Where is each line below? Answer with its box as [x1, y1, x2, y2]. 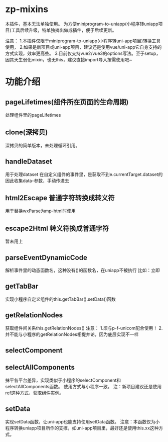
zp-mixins [5, 4, 49, 15]
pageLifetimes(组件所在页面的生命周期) [5, 98, 129, 106]
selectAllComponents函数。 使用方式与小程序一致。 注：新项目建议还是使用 [5, 383, 162, 389]
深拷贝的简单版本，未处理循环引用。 [5, 142, 80, 148]
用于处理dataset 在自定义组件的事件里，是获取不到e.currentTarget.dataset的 [5, 171, 163, 177]
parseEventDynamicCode [5, 253, 88, 262]
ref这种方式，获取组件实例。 [5, 390, 64, 396]
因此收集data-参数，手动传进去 [5, 178, 69, 184]
